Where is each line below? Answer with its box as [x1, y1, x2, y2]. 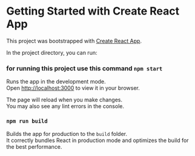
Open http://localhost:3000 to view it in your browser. [6, 84, 140, 92]
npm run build [6, 118, 48, 125]
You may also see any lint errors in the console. [6, 103, 124, 110]
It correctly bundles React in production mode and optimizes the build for [6, 137, 189, 144]
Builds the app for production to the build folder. [6, 130, 128, 137]
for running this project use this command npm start [6, 64, 163, 72]
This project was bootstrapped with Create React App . [6, 37, 142, 44]
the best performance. [6, 143, 62, 150]
